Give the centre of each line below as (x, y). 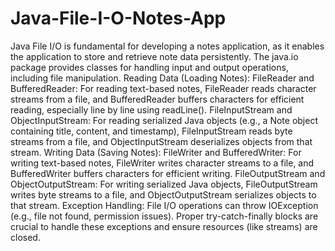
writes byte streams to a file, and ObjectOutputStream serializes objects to (163, 194)
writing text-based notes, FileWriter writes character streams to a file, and (162, 163)
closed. (25, 237)
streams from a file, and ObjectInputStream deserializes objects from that (161, 141)
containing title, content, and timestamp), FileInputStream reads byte (151, 131)
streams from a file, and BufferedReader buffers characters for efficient (157, 99)
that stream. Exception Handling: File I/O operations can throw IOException (164, 205)
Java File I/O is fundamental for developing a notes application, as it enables (167, 46)
